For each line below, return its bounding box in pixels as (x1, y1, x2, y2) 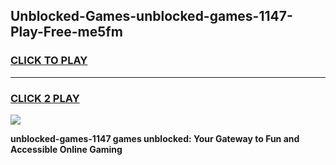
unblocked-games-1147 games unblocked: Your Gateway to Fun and (10, 132, 300, 144)
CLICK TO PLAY (10, 54, 88, 68)
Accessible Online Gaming (10, 143, 123, 155)
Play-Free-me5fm (10, 24, 123, 41)
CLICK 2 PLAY (10, 91, 80, 105)
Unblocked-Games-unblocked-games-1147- (10, 8, 293, 25)
